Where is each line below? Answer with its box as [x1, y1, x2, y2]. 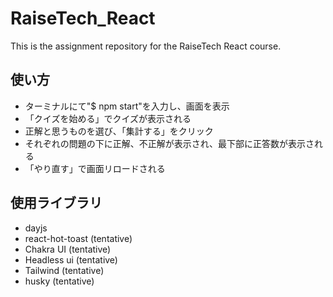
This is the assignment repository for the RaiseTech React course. [10, 40, 282, 52]
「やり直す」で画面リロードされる [24, 162, 166, 174]
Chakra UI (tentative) [24, 243, 112, 255]
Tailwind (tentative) [24, 264, 105, 276]
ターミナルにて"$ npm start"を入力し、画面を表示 [24, 100, 230, 112]
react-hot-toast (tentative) [24, 232, 133, 244]
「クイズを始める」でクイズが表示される [24, 112, 192, 124]
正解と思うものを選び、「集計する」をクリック [24, 125, 214, 137]
